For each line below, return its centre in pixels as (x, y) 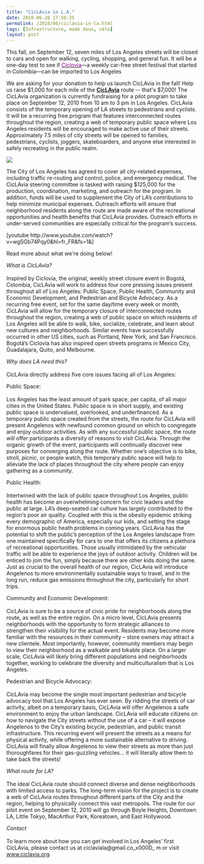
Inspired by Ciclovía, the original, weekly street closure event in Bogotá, (96, 278)
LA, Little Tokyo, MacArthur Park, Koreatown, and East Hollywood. (89, 816)
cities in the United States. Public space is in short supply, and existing (95, 406)
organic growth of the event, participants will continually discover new (94, 445)
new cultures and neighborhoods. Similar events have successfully (90, 330)
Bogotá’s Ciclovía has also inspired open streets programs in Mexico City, (98, 343)
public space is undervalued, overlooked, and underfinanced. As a (90, 412)
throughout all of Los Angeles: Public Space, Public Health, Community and (101, 291)
